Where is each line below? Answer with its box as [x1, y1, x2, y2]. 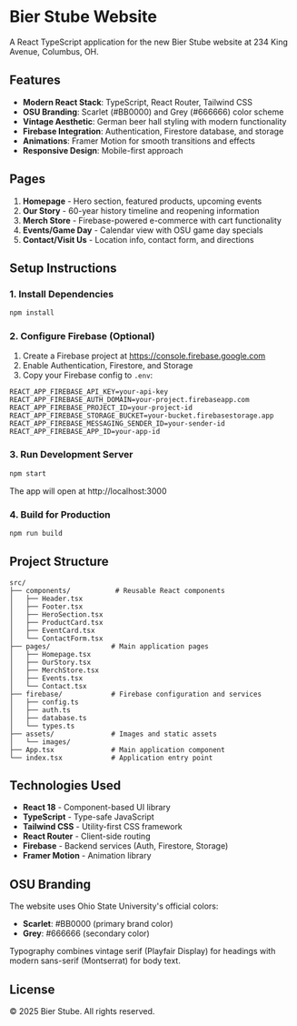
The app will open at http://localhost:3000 [9, 485, 167, 497]
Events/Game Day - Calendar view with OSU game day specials [22, 225, 263, 236]
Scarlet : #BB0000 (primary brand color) [22, 919, 174, 930]
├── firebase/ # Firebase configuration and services [9, 689, 262, 699]
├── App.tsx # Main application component [9, 745, 225, 754]
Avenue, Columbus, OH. [9, 45, 100, 56]
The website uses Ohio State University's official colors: [9, 900, 219, 911]
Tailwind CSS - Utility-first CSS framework [22, 821, 183, 832]
